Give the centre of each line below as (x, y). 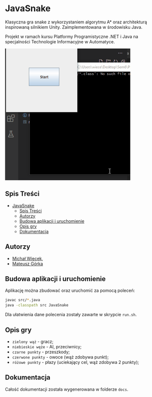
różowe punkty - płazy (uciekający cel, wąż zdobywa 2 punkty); (76, 362)
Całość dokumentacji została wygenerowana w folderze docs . (67, 389)
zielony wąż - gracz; (33, 342)
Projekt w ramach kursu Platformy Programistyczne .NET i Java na (72, 36)
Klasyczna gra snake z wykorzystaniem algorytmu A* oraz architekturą (76, 22)
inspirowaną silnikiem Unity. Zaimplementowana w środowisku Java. (74, 27)
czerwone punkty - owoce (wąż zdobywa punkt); (60, 357)
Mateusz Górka (28, 264)
